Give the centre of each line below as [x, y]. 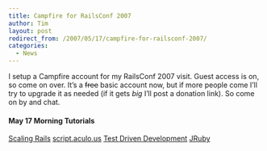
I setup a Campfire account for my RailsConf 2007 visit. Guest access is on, [134, 76]
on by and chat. [34, 102]
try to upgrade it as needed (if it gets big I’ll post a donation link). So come [131, 93]
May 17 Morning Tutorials [52, 120]
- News [27, 53]
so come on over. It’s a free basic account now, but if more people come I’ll [133, 85]
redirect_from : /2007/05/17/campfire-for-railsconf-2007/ [108, 38]
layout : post [30, 31]
